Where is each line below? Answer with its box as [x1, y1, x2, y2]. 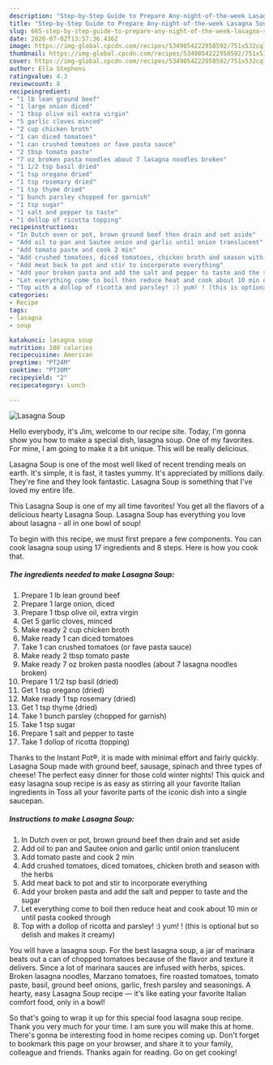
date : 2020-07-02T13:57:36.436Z [9, 34, 118, 43]
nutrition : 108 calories [9, 343, 93, 351]
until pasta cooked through [20, 912, 112, 922]
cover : [9, 58, 32, 66]
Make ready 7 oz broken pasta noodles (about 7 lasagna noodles [20, 659, 238, 669]
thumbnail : [9, 50, 46, 58]
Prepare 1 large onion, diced [20, 598, 115, 609]
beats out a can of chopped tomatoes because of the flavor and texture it [9, 954, 254, 964]
